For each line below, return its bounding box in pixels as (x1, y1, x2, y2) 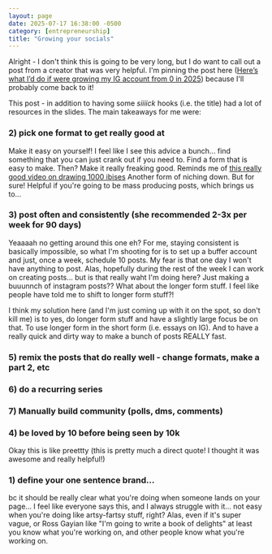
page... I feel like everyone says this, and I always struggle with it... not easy (8, 501, 262, 512)
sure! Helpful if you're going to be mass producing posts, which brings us (8, 180, 254, 190)
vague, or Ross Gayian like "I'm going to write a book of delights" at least (8, 519, 253, 529)
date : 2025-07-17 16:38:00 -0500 (8, 19, 122, 28)
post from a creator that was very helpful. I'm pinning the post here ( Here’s (8, 66, 258, 76)
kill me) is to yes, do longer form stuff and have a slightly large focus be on (8, 314, 258, 323)
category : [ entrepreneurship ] (8, 27, 111, 35)
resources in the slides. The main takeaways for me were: (8, 107, 201, 117)
